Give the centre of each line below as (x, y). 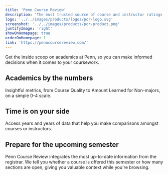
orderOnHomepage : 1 (26, 38)
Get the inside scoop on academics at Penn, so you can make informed (79, 57)
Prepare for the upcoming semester (62, 145)
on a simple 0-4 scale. (28, 96)
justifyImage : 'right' (29, 29)
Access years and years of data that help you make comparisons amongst (82, 123)
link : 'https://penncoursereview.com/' (47, 43)
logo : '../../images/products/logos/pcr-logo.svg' (59, 19)
